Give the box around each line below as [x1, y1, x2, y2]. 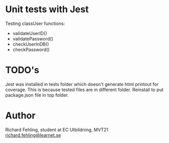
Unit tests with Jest [5, 4, 89, 15]
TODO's [5, 65, 40, 76]
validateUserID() [12, 30, 47, 36]
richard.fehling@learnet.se [5, 132, 61, 138]
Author [5, 110, 36, 122]
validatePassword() [12, 36, 53, 42]
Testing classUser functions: [5, 20, 65, 26]
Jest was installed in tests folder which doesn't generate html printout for [5, 81, 159, 87]
